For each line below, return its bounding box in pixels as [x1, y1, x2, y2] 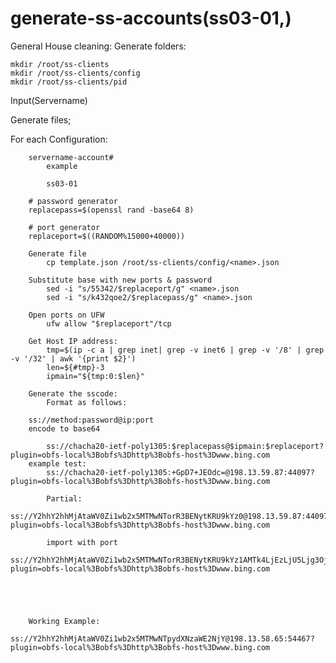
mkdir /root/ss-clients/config [10, 68, 141, 78]
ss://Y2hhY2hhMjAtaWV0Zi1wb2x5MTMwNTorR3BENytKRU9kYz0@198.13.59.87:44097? [10, 511, 333, 521]
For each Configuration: [10, 133, 108, 145]
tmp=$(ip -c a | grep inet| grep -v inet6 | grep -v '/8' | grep [46, 345, 325, 355]
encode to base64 [28, 423, 101, 434]
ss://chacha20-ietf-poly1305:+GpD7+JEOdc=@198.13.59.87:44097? [46, 467, 315, 477]
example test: [28, 458, 87, 469]
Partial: [46, 493, 83, 504]
